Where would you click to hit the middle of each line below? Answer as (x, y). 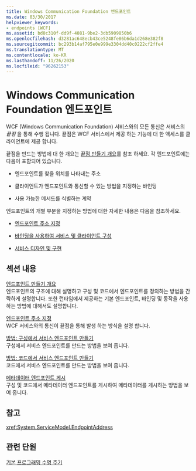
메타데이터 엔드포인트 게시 (36, 378)
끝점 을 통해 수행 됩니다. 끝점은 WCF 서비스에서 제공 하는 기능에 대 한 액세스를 (95, 134)
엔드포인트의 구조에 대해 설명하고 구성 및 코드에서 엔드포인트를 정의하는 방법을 (95, 292)
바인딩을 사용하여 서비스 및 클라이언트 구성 (63, 236)
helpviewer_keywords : (32, 22)
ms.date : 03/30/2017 (31, 17)
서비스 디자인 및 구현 (38, 248)
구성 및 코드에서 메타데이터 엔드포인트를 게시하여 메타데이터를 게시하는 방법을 (94, 385)
